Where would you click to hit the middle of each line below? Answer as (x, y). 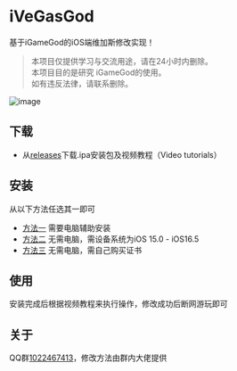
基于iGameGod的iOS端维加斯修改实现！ (82, 42)
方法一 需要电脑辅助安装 (66, 227)
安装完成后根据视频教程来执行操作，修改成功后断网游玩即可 (118, 304)
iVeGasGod (52, 16)
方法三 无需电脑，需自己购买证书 (82, 250)
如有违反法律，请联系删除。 (82, 83)
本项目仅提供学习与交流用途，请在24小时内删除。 (122, 61)
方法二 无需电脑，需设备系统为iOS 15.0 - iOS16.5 (110, 239)
